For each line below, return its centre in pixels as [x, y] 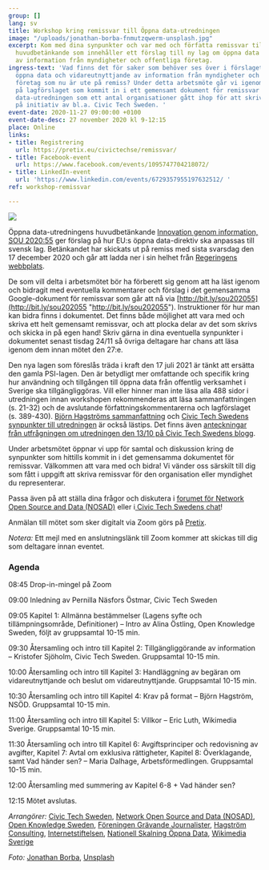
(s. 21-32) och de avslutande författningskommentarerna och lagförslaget [129, 407]
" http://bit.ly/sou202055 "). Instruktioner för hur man [174, 307]
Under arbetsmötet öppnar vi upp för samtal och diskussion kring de [121, 449]
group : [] [25, 16]
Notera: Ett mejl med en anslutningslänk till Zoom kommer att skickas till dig [133, 538]
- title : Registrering [46, 142]
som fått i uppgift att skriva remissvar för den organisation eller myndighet [130, 474]
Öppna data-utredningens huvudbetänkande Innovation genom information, [133, 232]
